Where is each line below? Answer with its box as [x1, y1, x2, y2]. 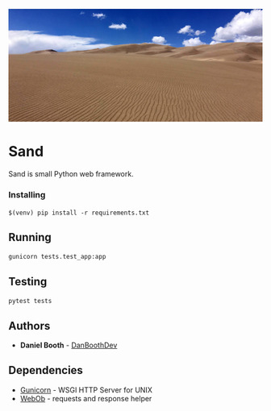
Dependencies [8, 363, 83, 377]
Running [8, 230, 52, 244]
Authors [8, 319, 51, 333]
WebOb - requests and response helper [19, 393, 152, 403]
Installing [8, 189, 46, 201]
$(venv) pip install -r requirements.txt [8, 209, 150, 217]
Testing [8, 275, 48, 289]
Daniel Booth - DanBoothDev [19, 340, 118, 350]
